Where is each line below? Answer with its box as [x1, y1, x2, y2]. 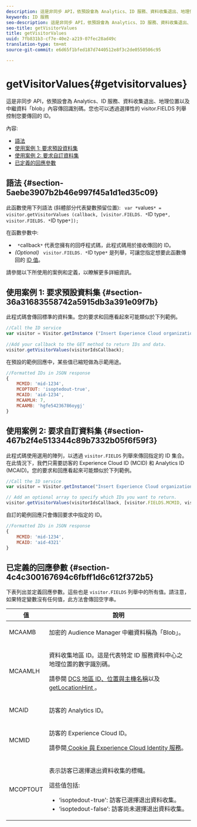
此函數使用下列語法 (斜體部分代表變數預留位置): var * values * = [6, 204, 162, 211]
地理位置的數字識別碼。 [49, 660, 114, 668]
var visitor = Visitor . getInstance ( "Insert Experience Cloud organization [6, 484, 193, 490]
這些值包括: [49, 781, 80, 789]
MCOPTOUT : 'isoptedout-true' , [16, 386, 91, 393]
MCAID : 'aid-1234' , [16, 392, 64, 398]
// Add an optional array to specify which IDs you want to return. [6, 494, 177, 500]
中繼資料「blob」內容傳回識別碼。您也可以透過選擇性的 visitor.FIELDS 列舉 [6, 105, 186, 112]
